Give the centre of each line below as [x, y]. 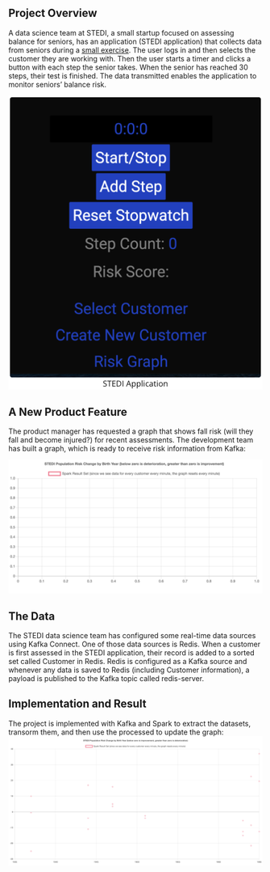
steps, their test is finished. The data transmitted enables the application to [133, 75]
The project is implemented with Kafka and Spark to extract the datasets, [130, 723]
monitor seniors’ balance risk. [58, 84]
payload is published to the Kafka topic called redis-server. [106, 678]
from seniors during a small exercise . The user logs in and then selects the [132, 50]
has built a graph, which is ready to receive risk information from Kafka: [127, 449]
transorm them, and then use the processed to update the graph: [116, 732]
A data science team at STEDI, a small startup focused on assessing [121, 32]
